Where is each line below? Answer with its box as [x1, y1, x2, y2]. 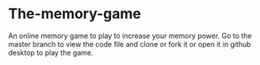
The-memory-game [8, 5, 141, 23]
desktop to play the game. [8, 48, 94, 57]
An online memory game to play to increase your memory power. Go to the [8, 31, 252, 40]
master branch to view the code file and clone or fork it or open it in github [8, 39, 251, 48]
